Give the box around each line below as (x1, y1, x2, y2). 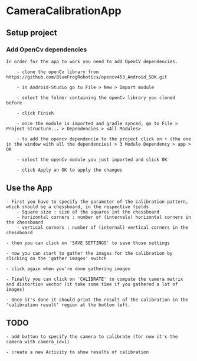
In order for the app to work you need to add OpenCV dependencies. (6, 58, 178, 64)
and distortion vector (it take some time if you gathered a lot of (6, 281, 178, 287)
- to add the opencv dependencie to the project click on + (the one (17, 136, 192, 142)
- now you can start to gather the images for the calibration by (6, 250, 173, 256)
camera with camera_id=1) (6, 339, 70, 344)
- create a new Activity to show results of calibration (6, 349, 149, 355)
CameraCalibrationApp (6, 4, 122, 18)
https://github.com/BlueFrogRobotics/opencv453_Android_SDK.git (6, 74, 168, 80)
